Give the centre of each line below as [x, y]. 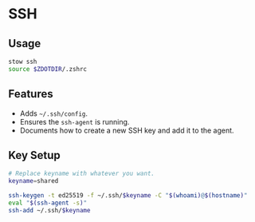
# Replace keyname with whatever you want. [82, 174]
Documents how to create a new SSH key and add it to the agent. [127, 130]
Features [31, 94]
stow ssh [23, 61]
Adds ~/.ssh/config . [54, 113]
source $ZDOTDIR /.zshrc [48, 69]
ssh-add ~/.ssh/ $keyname [49, 210]
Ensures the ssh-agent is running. [75, 121]
